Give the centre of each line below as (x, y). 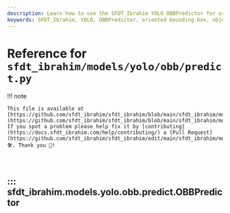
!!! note (17, 96)
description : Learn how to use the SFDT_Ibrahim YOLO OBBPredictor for (111, 13)
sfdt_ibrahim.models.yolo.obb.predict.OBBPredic (115, 192)
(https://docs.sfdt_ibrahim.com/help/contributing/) (84, 133)
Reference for (47, 54)
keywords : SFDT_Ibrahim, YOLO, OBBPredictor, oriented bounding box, (108, 20)
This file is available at (46, 109)
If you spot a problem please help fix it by (73, 127)
